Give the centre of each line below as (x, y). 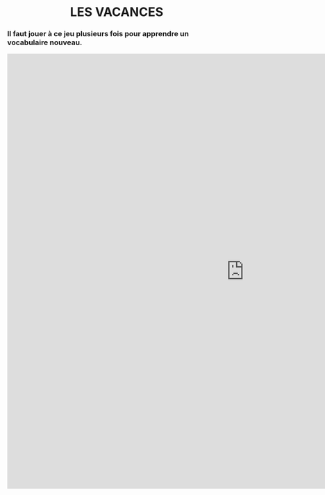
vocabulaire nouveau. (45, 42)
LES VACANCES (117, 12)
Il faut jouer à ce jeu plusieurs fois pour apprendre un (98, 34)
